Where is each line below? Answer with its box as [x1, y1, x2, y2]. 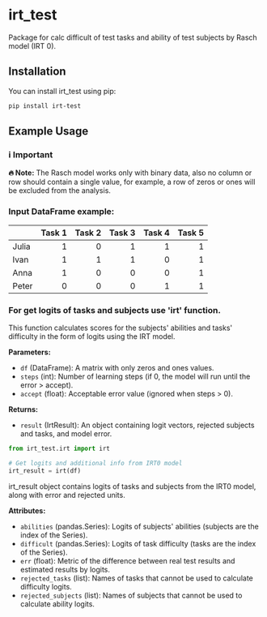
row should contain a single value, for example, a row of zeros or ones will [8, 177, 256, 187]
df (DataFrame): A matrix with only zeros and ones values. [19, 362, 214, 372]
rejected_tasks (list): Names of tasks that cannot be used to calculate [19, 573, 253, 583]
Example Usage [8, 124, 89, 139]
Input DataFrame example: [8, 206, 115, 217]
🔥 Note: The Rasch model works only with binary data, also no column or [8, 168, 252, 178]
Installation [8, 65, 66, 79]
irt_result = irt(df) [8, 466, 82, 475]
